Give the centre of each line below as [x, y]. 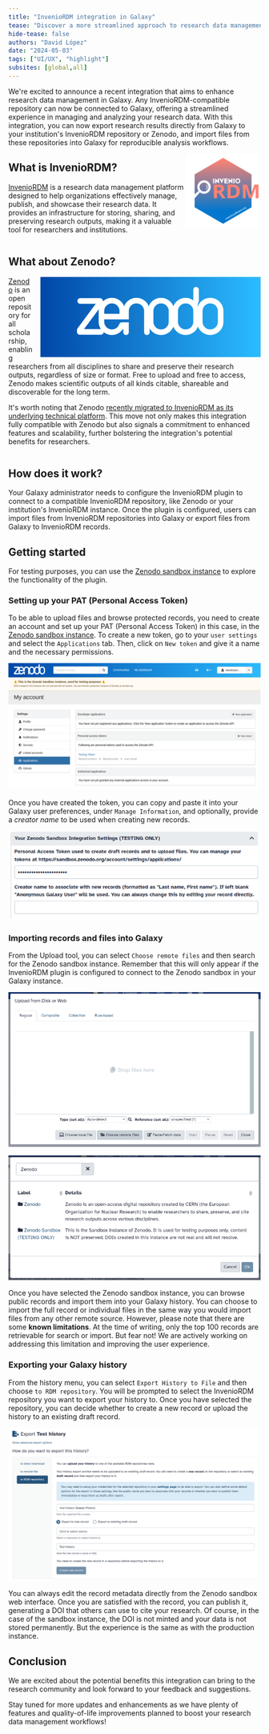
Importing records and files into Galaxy [86, 938]
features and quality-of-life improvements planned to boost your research [130, 1713]
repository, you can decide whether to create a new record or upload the [128, 1408]
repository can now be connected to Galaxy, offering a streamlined [118, 108]
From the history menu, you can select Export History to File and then [127, 1382]
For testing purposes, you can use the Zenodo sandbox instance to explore [132, 571]
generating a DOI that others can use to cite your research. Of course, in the [134, 1611]
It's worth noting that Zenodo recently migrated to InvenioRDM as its [121, 407]
